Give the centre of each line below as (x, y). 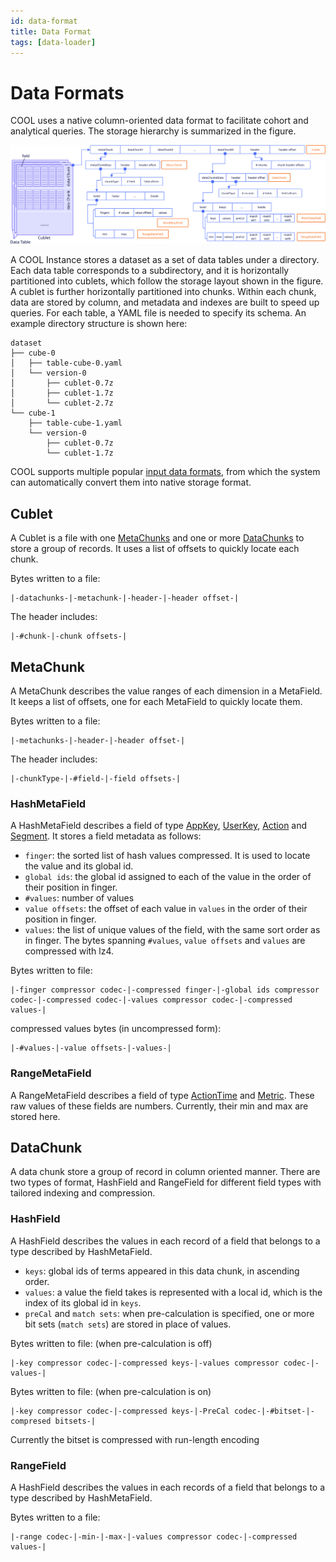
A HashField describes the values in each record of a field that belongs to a (165, 1241)
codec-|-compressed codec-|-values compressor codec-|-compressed (151, 1000)
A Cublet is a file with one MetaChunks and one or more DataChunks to (157, 538)
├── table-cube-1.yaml (75, 423)
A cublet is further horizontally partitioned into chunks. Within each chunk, (163, 292)
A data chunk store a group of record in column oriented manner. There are (165, 1172)
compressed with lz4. (69, 951)
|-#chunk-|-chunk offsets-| (69, 636)
